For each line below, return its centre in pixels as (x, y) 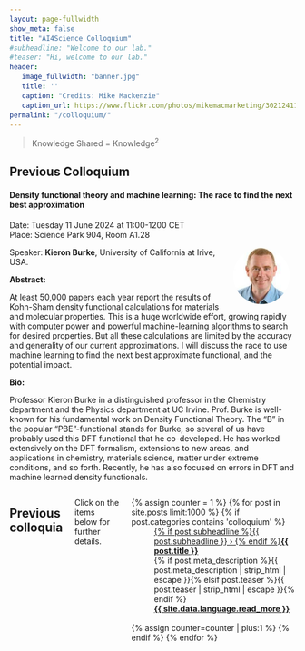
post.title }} (176, 550)
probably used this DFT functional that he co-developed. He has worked (145, 438)
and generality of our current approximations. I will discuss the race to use (148, 345)
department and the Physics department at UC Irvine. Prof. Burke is (135, 409)
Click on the (97, 502)
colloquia (36, 528)
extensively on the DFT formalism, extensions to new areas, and (129, 448)
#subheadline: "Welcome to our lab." (81, 48)
